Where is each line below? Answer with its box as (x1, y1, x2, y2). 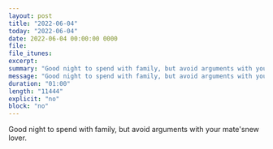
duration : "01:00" (8, 79, 71, 87)
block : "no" (8, 102, 49, 110)
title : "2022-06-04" (8, 19, 79, 28)
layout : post (8, 11, 53, 20)
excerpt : (8, 57, 38, 66)
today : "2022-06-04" (8, 27, 79, 35)
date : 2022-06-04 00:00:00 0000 (8, 34, 118, 43)
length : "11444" (8, 87, 63, 96)
